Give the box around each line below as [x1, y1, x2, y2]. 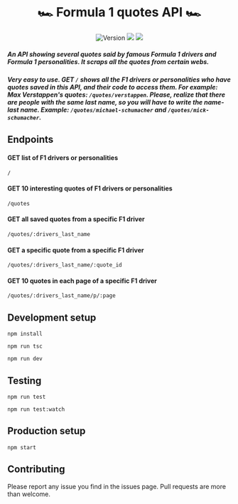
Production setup [7, 425, 86, 437]
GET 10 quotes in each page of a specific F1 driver [7, 277, 158, 285]
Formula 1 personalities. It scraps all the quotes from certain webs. [7, 57, 210, 66]
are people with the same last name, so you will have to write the [7, 97, 203, 106]
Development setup [7, 311, 97, 323]
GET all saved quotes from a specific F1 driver [7, 215, 145, 223]
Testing [7, 375, 42, 387]
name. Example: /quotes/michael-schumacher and [20, 105, 167, 114]
